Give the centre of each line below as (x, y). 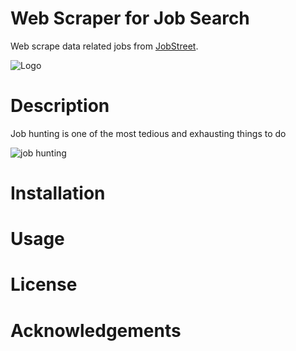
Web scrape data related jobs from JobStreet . (104, 46)
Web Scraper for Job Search (130, 18)
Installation (58, 193)
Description (60, 106)
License (44, 284)
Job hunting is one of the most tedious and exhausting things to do (148, 133)
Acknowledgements (96, 330)
